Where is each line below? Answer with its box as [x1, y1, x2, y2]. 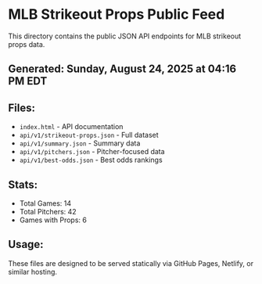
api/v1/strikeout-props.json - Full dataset [19, 131, 159, 140]
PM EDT [8, 74, 48, 88]
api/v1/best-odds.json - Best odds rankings [19, 155, 163, 165]
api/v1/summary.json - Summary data [19, 138, 141, 148]
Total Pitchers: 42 [19, 207, 77, 216]
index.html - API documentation [19, 122, 124, 131]
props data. [8, 39, 45, 49]
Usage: [8, 238, 45, 251]
